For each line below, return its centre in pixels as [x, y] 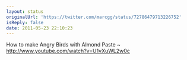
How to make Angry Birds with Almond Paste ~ [63, 45]
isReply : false [25, 22]
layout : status [25, 11]
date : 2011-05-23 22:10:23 [39, 28]
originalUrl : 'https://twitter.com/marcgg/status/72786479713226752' [94, 17]
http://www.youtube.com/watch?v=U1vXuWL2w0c [68, 51]
